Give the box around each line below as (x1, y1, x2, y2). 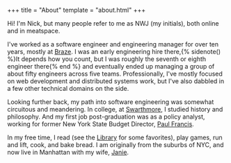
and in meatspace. (7, 27, 61, 35)
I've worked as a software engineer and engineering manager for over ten (7, 40, 219, 48)
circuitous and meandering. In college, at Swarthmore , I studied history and (7, 105, 223, 113)
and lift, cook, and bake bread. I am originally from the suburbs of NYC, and (7, 141, 224, 148)
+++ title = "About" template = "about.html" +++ (7, 6, 146, 14)
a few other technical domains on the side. (7, 85, 129, 92)
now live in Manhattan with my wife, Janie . (7, 148, 129, 156)
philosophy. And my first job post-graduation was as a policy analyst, (7, 112, 205, 121)
